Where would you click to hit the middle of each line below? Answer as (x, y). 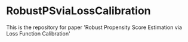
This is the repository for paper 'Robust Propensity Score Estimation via (94, 27)
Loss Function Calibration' (38, 33)
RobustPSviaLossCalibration (78, 11)
